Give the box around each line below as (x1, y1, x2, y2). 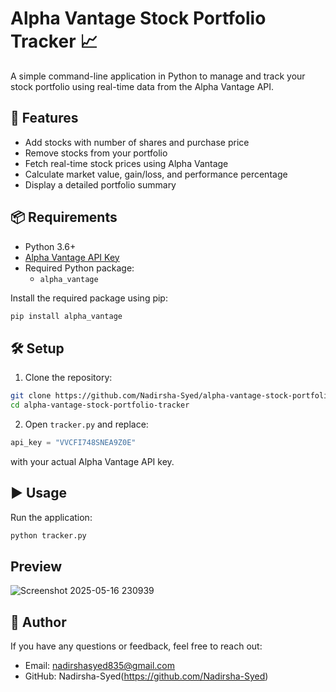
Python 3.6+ (24, 240, 77, 252)
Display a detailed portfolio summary (24, 178, 177, 191)
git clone (10, 391, 52, 401)
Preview (10, 558, 63, 575)
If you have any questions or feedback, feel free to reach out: (10, 640, 263, 652)
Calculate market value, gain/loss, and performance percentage (24, 168, 288, 180)
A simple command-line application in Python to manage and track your (10, 70, 306, 82)
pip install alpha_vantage (10, 311, 123, 321)
